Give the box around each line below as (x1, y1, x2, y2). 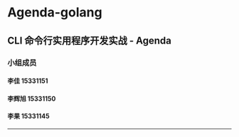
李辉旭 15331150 (7, 94, 56, 103)
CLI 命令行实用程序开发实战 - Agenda (7, 34, 172, 46)
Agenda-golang (7, 4, 102, 21)
